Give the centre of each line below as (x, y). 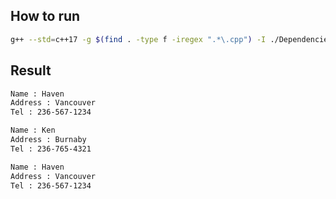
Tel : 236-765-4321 (51, 149)
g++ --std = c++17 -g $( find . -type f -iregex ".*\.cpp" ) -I (138, 39)
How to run (45, 16)
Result (31, 70)
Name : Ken (33, 130)
